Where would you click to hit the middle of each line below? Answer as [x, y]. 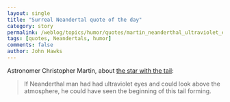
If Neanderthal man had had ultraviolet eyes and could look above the [122, 84]
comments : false [30, 45]
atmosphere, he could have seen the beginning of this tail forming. [117, 91]
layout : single [29, 13]
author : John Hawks [35, 52]
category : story [30, 26]
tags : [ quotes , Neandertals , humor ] [59, 39]
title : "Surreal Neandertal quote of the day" [75, 20]
